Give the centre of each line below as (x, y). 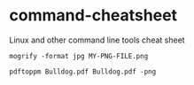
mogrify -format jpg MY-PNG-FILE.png (79, 56)
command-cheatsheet (93, 15)
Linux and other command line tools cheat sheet (97, 40)
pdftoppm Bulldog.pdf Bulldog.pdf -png (83, 72)
